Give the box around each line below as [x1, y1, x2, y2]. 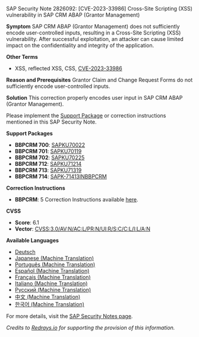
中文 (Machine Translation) [14, 294, 81, 300]
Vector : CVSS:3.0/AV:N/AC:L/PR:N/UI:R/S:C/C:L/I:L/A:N [14, 225, 150, 232]
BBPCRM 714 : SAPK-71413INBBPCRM [14, 173, 107, 180]
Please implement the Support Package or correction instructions [6, 112, 166, 119]
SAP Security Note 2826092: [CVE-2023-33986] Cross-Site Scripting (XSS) [6, 5, 193, 12]
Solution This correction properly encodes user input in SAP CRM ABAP [6, 95, 183, 101]
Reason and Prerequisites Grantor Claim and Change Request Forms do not [6, 77, 193, 83]
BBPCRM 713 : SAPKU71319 [14, 166, 82, 174]
